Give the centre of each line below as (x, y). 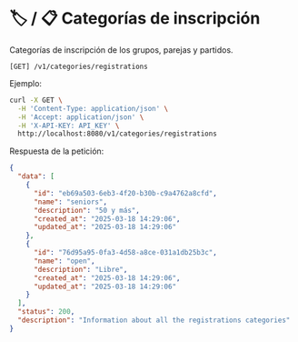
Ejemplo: (26, 83)
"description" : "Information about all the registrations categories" (154, 320)
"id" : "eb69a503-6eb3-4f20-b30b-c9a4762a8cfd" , (125, 193)
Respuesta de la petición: (57, 151)
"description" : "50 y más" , (87, 210)
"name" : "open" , (64, 261)
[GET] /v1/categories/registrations (79, 66)
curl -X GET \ (36, 100)
